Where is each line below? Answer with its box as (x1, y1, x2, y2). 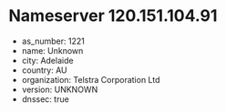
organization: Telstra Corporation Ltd (21, 74, 160, 85)
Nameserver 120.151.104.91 (8, 5, 218, 26)
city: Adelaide (21, 55, 74, 66)
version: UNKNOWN (21, 84, 98, 95)
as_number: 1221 (21, 36, 86, 46)
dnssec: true (21, 93, 69, 105)
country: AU (21, 65, 67, 76)
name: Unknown (21, 45, 84, 56)
